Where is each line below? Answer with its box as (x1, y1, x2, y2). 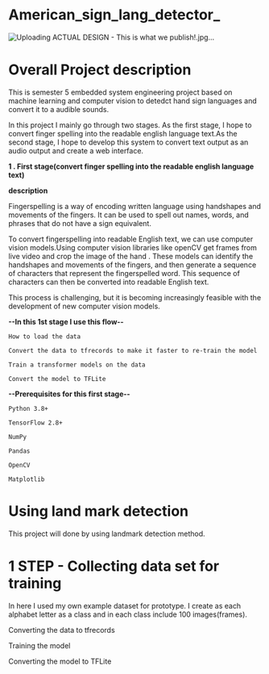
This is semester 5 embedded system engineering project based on (8, 87, 233, 97)
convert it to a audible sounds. (8, 104, 110, 114)
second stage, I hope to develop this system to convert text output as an (8, 137, 249, 147)
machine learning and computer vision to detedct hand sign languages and (8, 95, 257, 106)
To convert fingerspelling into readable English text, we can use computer (8, 234, 254, 244)
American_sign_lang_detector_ (8, 6, 221, 24)
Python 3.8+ (8, 404, 48, 412)
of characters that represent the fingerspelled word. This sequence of (8, 268, 240, 278)
